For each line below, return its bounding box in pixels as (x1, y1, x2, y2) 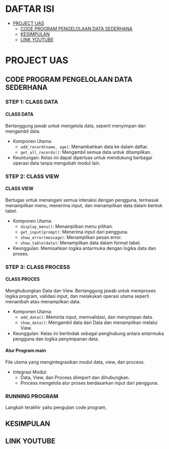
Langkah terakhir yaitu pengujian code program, (5, 404, 107, 410)
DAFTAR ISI (5, 3, 55, 15)
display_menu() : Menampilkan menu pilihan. (20, 223, 114, 229)
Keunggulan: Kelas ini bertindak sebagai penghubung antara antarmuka (12, 330, 164, 336)
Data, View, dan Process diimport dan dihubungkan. (20, 374, 130, 381)
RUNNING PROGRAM (5, 393, 59, 400)
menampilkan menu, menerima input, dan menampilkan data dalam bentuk (5, 202, 163, 208)
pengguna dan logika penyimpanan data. (12, 335, 99, 342)
